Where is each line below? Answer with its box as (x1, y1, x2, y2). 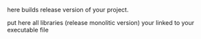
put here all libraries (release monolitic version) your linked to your (7, 19, 195, 26)
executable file (7, 26, 49, 34)
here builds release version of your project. (7, 6, 129, 13)
